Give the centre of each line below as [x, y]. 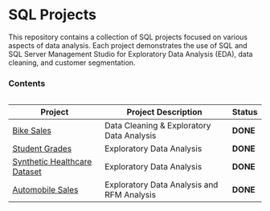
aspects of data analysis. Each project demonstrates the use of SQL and [128, 45]
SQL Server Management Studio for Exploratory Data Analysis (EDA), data [131, 54]
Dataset [27, 172]
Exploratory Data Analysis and [161, 185]
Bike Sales [32, 131]
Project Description [164, 112]
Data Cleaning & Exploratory [157, 126]
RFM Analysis [130, 195]
